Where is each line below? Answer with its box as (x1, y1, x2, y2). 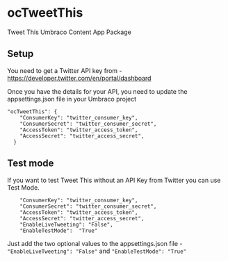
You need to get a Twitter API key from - (7, 66, 123, 74)
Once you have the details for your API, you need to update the (7, 87, 188, 95)
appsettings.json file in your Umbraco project (7, 95, 137, 103)
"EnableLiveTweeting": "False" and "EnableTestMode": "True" (7, 247, 187, 255)
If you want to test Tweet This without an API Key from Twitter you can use (7, 176, 221, 184)
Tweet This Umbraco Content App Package (7, 28, 132, 36)
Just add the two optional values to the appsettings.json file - (7, 239, 183, 247)
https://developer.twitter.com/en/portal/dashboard (7, 74, 152, 82)
